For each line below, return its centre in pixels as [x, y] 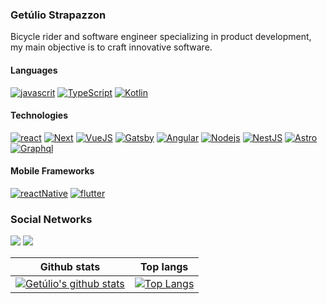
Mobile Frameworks [52, 171]
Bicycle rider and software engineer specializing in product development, [161, 37]
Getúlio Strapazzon [58, 15]
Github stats [70, 267]
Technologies [39, 115]
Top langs [164, 267]
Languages [34, 70]
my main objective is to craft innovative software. [111, 47]
